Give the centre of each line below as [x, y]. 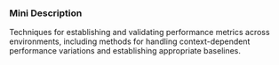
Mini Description [46, 13]
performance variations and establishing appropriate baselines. [125, 51]
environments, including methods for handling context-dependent [130, 41]
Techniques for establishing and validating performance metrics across [139, 32]
